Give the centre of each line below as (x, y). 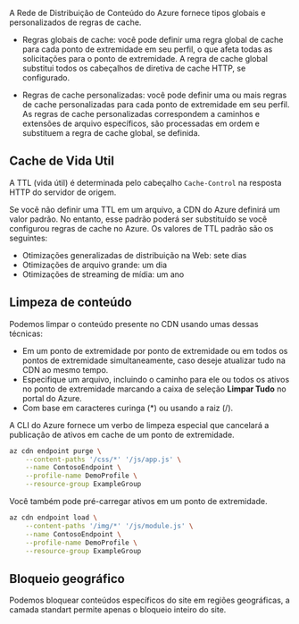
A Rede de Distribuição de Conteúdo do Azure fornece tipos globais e (137, 13)
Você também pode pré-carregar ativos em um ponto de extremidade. (138, 501)
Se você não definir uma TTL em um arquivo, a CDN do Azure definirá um (145, 209)
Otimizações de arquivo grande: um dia (95, 265)
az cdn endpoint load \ (54, 518)
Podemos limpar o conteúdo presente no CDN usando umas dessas (134, 324)
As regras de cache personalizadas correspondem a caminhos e (141, 114)
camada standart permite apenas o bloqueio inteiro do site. (118, 610)
